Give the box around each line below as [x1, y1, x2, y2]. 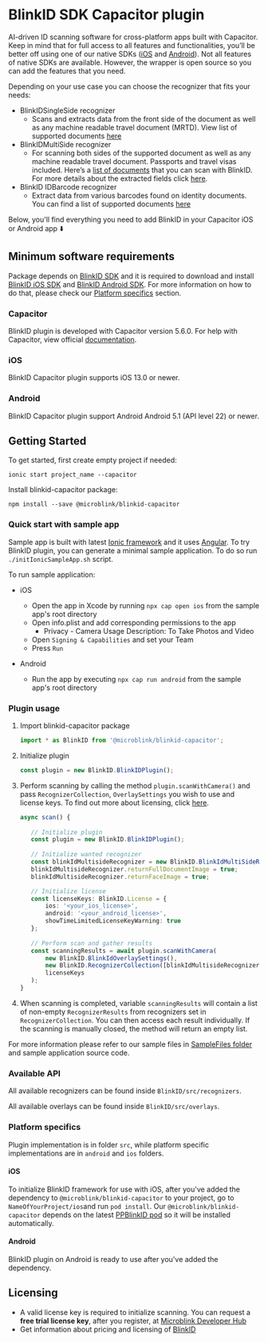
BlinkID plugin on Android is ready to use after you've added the [8, 1254, 219, 1264]
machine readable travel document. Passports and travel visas [31, 156, 237, 166]
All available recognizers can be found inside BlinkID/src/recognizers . [8, 1086, 242, 1096]
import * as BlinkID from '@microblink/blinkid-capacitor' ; [19, 736, 224, 745]
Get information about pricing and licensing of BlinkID [19, 1324, 196, 1334]
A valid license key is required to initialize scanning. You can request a [19, 1307, 251, 1317]
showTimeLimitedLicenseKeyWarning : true [45, 917, 181, 925]
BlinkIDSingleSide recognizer [19, 106, 116, 115]
